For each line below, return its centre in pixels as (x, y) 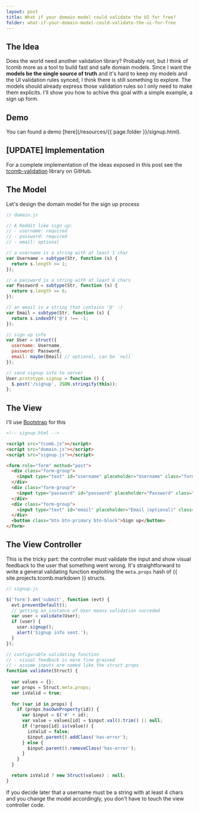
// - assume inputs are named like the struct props (73, 665)
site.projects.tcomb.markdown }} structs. (56, 578)
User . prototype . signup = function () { (55, 378)
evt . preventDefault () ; (39, 605)
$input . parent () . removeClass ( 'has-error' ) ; (82, 748)
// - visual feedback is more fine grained (61, 660)
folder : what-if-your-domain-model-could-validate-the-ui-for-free (91, 23)
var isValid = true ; (37, 693)
